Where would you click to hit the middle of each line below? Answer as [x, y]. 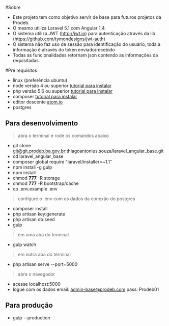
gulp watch [24, 244]
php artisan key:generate [39, 214]
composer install [30, 208]
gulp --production [31, 317]
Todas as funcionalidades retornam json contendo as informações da [85, 55]
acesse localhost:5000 [37, 284]
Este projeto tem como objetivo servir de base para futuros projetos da [87, 17]
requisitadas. [26, 60]
